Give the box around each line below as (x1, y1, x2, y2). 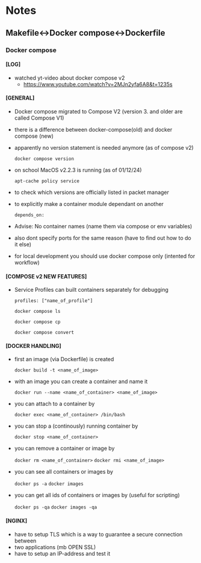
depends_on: (14, 212, 45, 218)
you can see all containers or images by (14, 468, 114, 475)
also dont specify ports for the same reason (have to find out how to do (14, 234, 192, 242)
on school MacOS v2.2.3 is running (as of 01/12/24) (14, 166, 142, 173)
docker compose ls (14, 309, 61, 315)
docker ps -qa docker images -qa (14, 504, 97, 510)
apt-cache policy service (14, 178, 79, 184)
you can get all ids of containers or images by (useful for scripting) (14, 492, 180, 499)
